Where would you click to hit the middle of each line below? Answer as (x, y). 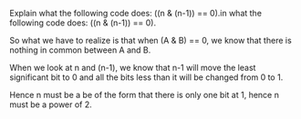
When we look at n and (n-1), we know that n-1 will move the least (133, 68)
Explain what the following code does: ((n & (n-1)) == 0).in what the (136, 13)
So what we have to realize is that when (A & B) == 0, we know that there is (150, 40)
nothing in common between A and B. (80, 50)
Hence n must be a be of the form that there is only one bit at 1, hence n (145, 95)
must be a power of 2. (51, 104)
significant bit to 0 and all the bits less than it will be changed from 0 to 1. (146, 77)
